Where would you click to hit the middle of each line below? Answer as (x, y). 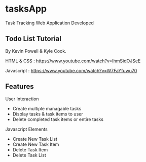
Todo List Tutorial (33, 39)
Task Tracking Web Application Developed (49, 23)
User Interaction (22, 99)
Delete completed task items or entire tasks (58, 119)
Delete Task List (29, 155)
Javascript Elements (27, 129)
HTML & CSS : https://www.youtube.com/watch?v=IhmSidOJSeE (73, 61)
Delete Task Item (30, 149)
